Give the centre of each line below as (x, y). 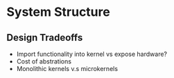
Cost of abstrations (44, 61)
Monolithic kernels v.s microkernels (67, 69)
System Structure (58, 12)
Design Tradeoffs (45, 38)
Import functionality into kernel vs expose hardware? (92, 54)
